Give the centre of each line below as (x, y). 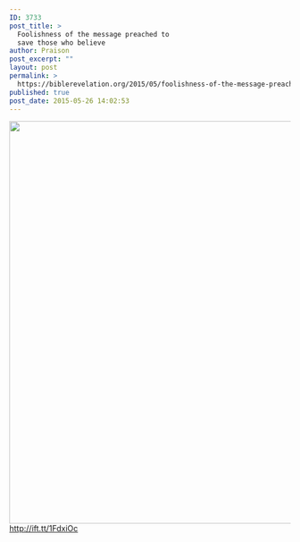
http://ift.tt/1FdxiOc (44, 529)
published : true (39, 92)
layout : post (33, 68)
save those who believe (61, 42)
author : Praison (39, 51)
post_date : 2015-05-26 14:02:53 (69, 101)
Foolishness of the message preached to (93, 34)
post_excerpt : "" (42, 59)
